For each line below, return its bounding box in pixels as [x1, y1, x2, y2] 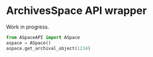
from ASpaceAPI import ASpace [6, 34, 81, 40]
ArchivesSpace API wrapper [6, 4, 147, 17]
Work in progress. [6, 23, 49, 30]
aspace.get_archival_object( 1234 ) [6, 45, 91, 51]
